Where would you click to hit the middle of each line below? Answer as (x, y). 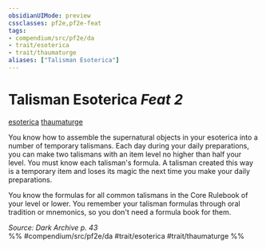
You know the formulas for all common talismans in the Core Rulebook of (128, 195)
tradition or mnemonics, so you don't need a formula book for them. (120, 211)
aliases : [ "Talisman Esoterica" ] (64, 61)
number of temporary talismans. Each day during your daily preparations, (129, 145)
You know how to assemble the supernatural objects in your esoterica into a (133, 137)
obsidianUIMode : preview (50, 16)
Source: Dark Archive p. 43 (53, 227)
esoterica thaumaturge (46, 121)
